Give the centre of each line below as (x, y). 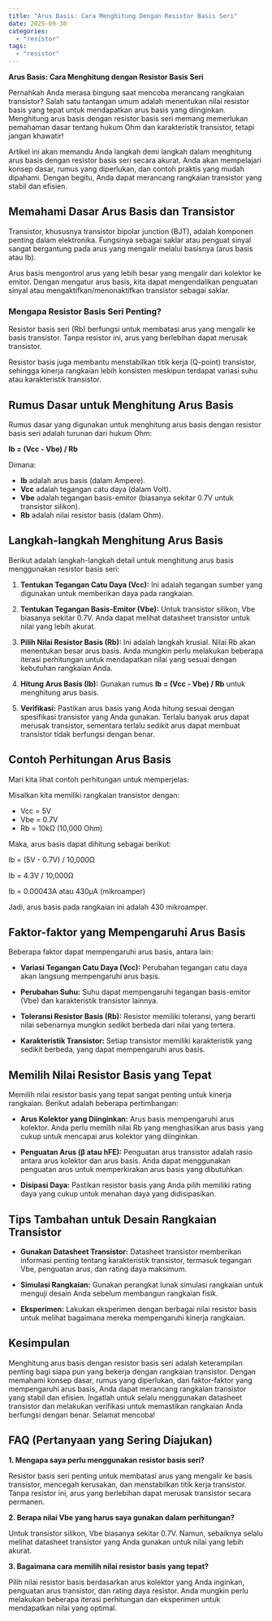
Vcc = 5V (35, 811)
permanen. (27, 1501)
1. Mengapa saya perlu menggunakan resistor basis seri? (107, 1460)
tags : (17, 46)
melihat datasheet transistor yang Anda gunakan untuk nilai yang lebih (126, 1541)
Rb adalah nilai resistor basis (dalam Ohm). (92, 515)
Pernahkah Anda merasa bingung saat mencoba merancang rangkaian (127, 93)
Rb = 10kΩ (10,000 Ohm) (61, 828)
